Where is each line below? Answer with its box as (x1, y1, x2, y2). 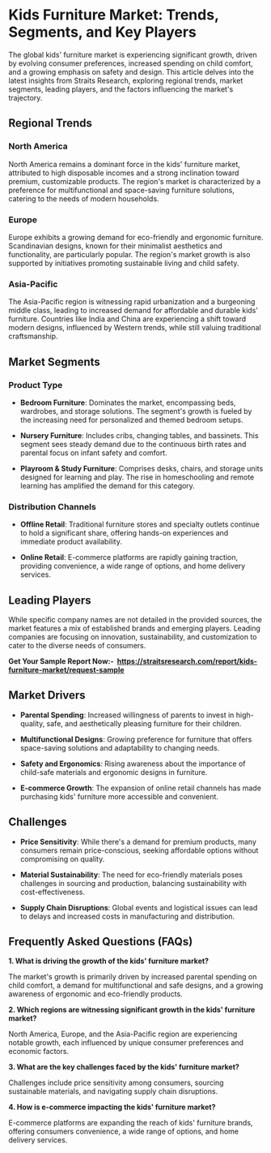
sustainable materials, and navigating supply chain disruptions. (8, 1086, 218, 1096)
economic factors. (8, 1047, 70, 1056)
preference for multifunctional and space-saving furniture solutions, (8, 185, 235, 195)
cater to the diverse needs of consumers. (8, 641, 146, 651)
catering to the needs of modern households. (8, 193, 159, 204)
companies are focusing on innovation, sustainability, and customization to (8, 632, 257, 642)
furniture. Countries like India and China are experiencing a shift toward (8, 314, 247, 324)
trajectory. (8, 92, 43, 102)
